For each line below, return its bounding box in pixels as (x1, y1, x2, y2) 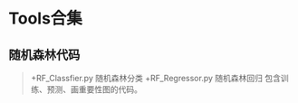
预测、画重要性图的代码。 (46, 84, 142, 95)
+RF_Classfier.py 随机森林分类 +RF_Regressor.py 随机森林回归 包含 (30, 73, 282, 83)
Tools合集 (8, 8, 83, 29)
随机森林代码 (8, 47, 81, 62)
